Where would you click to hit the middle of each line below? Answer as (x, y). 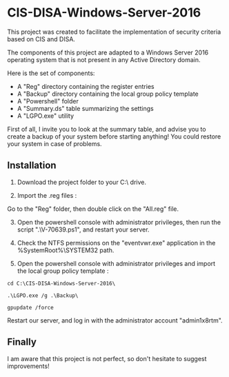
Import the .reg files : (47, 195)
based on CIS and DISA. (41, 39)
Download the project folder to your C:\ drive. (82, 182)
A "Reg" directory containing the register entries (86, 86)
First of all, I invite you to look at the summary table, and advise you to (107, 129)
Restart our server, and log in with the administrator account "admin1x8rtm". (115, 320)
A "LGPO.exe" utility (46, 116)
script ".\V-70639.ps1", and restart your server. (83, 230)
